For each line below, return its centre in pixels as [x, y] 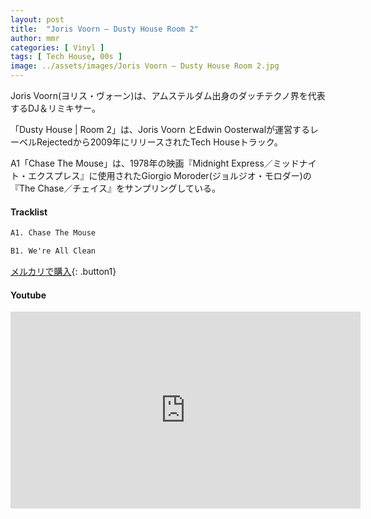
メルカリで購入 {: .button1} [63, 271]
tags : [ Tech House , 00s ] [66, 57]
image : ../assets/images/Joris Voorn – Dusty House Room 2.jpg [145, 66]
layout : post [37, 19]
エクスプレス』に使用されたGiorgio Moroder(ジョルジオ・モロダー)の [169, 175]
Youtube [28, 295]
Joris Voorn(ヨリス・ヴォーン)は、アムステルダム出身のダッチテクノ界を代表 [168, 95]
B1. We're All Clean [53, 251]
